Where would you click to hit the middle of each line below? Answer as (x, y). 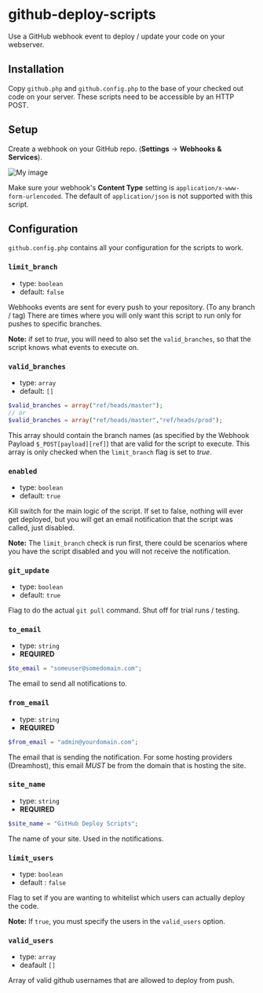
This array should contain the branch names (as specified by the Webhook (129, 435)
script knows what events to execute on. (73, 347)
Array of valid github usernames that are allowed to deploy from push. (121, 980)
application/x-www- (208, 188)
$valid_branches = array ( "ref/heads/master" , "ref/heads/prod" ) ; (115, 420)
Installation (36, 70)
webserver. (26, 44)
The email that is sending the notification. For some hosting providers (121, 757)
